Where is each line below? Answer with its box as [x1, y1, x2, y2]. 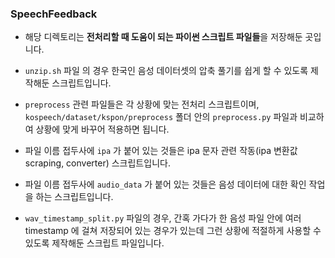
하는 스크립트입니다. [35, 191, 114, 203]
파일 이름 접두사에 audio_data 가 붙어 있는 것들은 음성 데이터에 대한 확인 [24, 178, 307, 191]
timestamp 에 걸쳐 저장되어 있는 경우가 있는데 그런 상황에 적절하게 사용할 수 [24, 225, 322, 237]
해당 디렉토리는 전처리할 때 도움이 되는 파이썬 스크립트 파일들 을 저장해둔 [24, 31, 303, 43]
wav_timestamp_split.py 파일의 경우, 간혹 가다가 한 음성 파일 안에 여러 [24, 212, 302, 224]
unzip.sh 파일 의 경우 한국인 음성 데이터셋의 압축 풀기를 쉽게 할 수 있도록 [24, 65, 309, 77]
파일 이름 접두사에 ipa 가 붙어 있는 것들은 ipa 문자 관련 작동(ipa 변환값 [24, 145, 298, 157]
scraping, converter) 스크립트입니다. [24, 157, 171, 169]
